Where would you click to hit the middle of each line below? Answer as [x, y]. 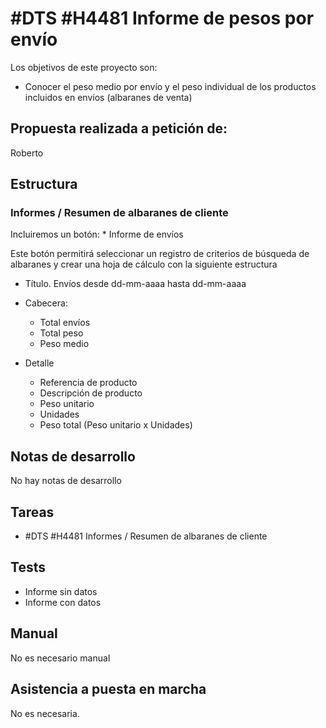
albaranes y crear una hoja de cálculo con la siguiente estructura [144, 264]
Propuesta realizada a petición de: [119, 128]
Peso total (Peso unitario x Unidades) [116, 425]
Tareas [32, 512]
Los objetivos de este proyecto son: [84, 67]
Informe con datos [63, 602]
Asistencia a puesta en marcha [108, 689]
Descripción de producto [91, 393]
